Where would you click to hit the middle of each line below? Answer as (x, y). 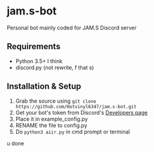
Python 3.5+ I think (39, 61)
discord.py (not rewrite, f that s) (55, 67)
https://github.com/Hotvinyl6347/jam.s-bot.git (76, 106)
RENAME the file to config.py (51, 125)
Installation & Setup (44, 86)
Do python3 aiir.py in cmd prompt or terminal (73, 132)
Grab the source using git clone (56, 101)
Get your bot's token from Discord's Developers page (81, 112)
